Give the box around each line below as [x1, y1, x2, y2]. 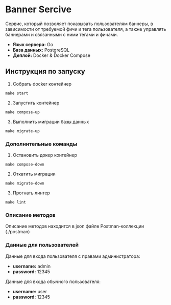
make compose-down [5, 162, 44, 167]
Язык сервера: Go [12, 41, 54, 47]
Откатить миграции [12, 171, 56, 177]
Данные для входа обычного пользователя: [5, 278, 101, 284]
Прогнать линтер [12, 190, 50, 196]
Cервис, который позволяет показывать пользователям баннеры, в [5, 21, 153, 27]
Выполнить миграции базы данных [12, 118, 89, 125]
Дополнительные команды [5, 140, 78, 147]
